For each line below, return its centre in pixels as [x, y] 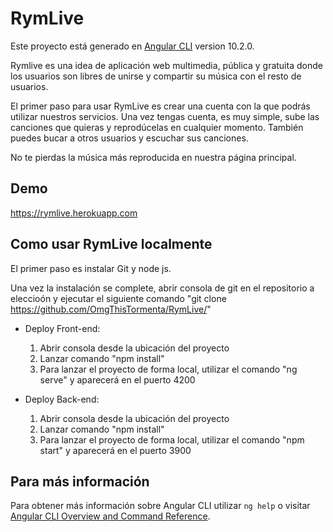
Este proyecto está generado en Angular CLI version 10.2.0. [132, 46]
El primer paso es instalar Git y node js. [91, 268]
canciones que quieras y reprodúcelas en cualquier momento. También [157, 127]
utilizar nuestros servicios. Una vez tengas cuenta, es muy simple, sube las [165, 116]
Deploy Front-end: [62, 328]
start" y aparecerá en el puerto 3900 [115, 450]
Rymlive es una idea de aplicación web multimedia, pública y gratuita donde [166, 65]
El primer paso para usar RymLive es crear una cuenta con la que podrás [160, 106]
